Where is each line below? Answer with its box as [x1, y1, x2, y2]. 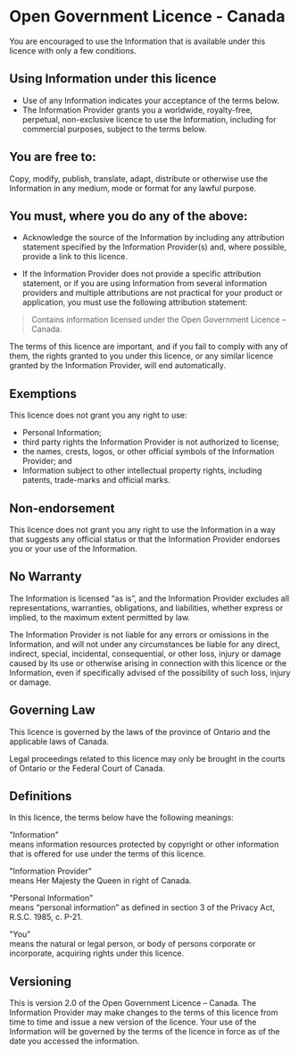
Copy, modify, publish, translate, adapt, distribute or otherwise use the [9, 173, 269, 184]
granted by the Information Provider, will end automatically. [9, 360, 226, 371]
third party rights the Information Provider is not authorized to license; [21, 436, 279, 448]
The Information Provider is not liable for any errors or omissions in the [9, 629, 270, 640]
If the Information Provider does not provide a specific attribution [21, 268, 262, 279]
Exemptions [9, 386, 78, 401]
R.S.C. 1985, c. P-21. [9, 912, 83, 923]
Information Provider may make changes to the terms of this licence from [9, 1008, 278, 1018]
